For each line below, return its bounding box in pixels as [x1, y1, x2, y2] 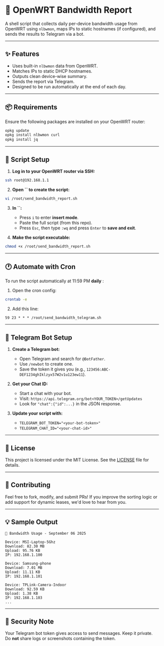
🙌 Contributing [5, 481, 51, 489]
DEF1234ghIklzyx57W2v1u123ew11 [19, 373, 83, 377]
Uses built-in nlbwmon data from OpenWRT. [12, 63, 98, 69]
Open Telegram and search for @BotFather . [19, 356, 106, 362]
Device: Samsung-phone [5, 561, 51, 566]
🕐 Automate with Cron [5, 263, 76, 271]
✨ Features [5, 50, 40, 58]
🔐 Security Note [5, 617, 54, 625]
